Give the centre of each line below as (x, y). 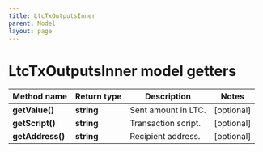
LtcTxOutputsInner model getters (123, 71)
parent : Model (32, 23)
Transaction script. (165, 124)
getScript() (34, 124)
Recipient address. (165, 137)
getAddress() (39, 137)
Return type (98, 96)
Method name (40, 96)
